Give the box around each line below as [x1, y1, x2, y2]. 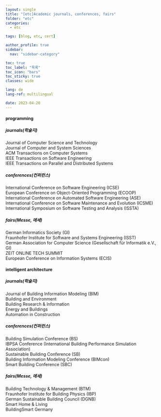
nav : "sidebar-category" [10, 51, 60, 56]
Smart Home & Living [5, 401, 48, 407]
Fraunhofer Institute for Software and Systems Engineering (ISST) [5, 235, 136, 241]
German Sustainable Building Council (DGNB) [5, 396, 96, 402]
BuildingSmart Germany [5, 406, 53, 412]
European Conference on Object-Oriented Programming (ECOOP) [5, 190, 136, 196]
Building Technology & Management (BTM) [5, 385, 91, 391]
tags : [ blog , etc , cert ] [5, 34, 56, 39]
